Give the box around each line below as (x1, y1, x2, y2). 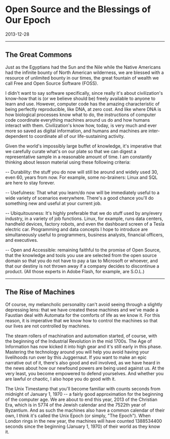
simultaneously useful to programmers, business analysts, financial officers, (5, 232, 164, 238)
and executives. (5, 237, 38, 243)
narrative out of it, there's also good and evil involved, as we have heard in (5, 359, 160, 365)
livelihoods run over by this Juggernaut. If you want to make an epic (5, 354, 147, 360)
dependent (5, 133, 28, 139)
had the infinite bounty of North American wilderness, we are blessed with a (5, 69, 164, 76)
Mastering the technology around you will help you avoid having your (5, 349, 149, 355)
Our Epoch (5, 14, 51, 26)
